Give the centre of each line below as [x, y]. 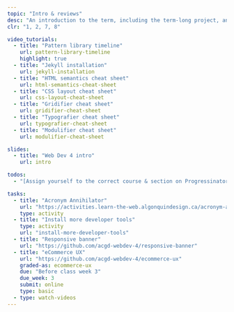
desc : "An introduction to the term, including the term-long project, [113, 20]
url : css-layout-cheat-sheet [62, 98]
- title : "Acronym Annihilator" [61, 200]
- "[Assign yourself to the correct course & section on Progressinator [121, 181]
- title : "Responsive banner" [57, 239]
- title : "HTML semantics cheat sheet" [71, 78]
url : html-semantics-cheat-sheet [68, 84]
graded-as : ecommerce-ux [56, 265]
